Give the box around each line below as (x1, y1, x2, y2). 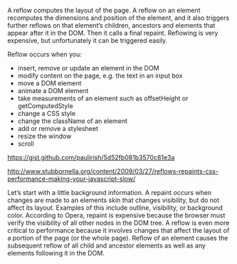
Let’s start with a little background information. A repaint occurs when (7, 189, 212, 196)
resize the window (17, 132, 72, 140)
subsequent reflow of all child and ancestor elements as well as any (7, 241, 206, 250)
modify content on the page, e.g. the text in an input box (17, 71, 183, 80)
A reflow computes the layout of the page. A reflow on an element (7, 6, 201, 14)
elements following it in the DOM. (7, 249, 105, 257)
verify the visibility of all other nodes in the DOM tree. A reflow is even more (7, 218, 230, 227)
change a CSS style (17, 110, 76, 117)
